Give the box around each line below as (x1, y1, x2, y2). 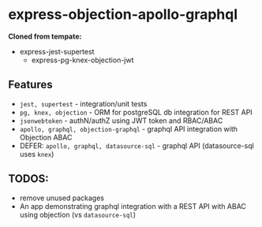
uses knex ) (19, 149, 54, 158)
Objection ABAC (19, 132, 73, 142)
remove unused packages (19, 193, 105, 203)
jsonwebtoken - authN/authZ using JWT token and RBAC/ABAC (19, 116, 223, 125)
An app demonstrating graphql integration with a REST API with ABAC (19, 201, 247, 210)
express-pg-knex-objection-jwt (31, 55, 134, 65)
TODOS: (8, 172, 49, 186)
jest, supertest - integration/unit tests (19, 99, 148, 108)
